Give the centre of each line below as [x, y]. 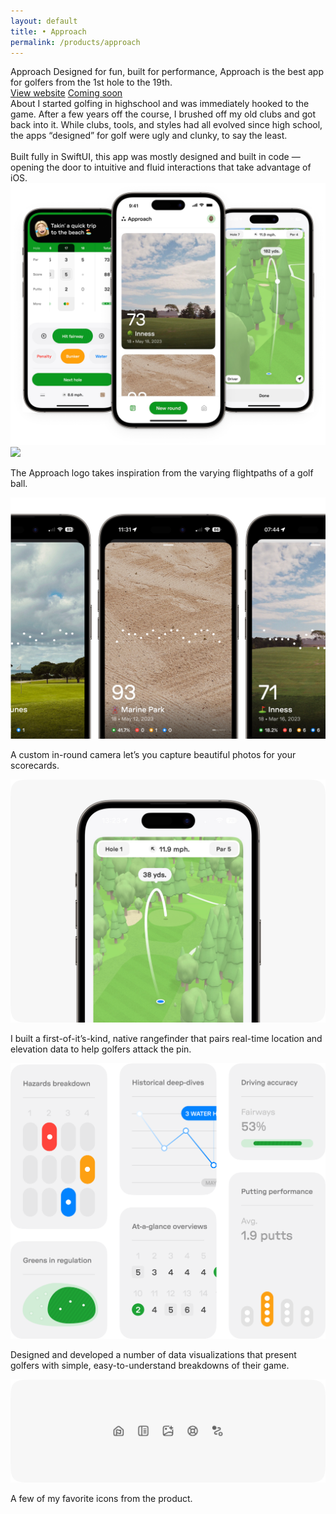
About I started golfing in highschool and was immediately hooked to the [160, 104]
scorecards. [35, 766]
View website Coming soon [66, 93]
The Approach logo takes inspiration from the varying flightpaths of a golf [162, 472]
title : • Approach [48, 31]
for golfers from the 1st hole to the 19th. [91, 82]
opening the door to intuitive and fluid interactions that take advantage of [161, 167]
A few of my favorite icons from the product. [101, 1499]
